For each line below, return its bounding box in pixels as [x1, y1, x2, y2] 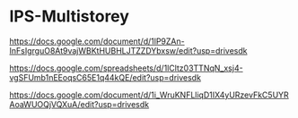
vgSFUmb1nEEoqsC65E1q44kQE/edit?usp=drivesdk [9, 72, 202, 82]
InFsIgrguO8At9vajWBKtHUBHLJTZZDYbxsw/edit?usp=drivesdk [9, 45, 248, 55]
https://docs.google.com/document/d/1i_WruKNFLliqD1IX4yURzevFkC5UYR [9, 89, 289, 100]
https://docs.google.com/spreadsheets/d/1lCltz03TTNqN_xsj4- [9, 63, 244, 73]
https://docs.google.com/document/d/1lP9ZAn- [9, 36, 186, 46]
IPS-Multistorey [9, 6, 130, 27]
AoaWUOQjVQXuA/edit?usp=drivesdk [9, 98, 150, 109]
